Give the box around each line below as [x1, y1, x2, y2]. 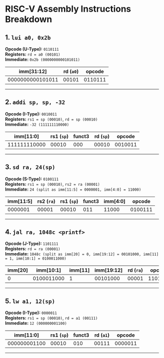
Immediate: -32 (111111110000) [5, 121, 69, 127]
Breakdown [5, 14, 52, 25]
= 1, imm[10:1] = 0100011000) [5, 256, 67, 261]
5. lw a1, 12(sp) [5, 297, 55, 305]
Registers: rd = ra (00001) [5, 246, 61, 252]
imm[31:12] [19, 68, 47, 75]
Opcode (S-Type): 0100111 [5, 176, 59, 181]
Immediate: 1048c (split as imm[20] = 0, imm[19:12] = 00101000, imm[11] [5, 251, 159, 257]
